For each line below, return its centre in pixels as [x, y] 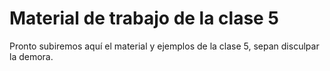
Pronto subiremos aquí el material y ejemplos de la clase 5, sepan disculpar [164, 46]
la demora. [31, 56]
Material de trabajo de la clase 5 [144, 18]
